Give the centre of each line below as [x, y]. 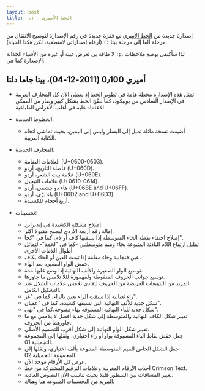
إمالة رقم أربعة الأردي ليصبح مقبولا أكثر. [69, 231]
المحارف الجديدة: [35, 150]
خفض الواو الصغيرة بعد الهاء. [57, 264]
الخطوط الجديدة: [34, 119]
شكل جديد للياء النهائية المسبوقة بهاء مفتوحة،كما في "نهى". [91, 310]
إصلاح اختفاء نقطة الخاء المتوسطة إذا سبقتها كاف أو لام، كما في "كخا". [104, 238]
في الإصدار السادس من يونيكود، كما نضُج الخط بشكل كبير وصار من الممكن [100, 101]
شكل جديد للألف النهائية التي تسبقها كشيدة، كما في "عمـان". [92, 303]
